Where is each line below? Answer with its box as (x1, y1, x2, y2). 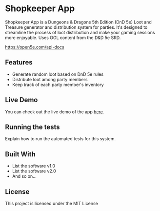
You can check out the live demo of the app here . (5, 108, 104, 115)
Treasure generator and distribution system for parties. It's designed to (5, 24, 148, 30)
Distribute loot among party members (12, 76, 88, 82)
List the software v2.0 (12, 168, 56, 174)
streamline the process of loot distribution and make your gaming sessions (5, 29, 155, 35)
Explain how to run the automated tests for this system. (5, 136, 116, 142)
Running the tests (5, 123, 60, 131)
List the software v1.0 (12, 163, 55, 169)
